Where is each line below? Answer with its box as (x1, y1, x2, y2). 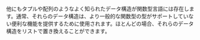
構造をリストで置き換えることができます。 (6, 27, 110, 35)
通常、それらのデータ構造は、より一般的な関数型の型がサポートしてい (16, 13, 189, 20)
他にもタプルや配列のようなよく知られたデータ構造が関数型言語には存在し (6, 5, 189, 12)
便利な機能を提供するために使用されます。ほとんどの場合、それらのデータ (11, 20, 194, 27)
